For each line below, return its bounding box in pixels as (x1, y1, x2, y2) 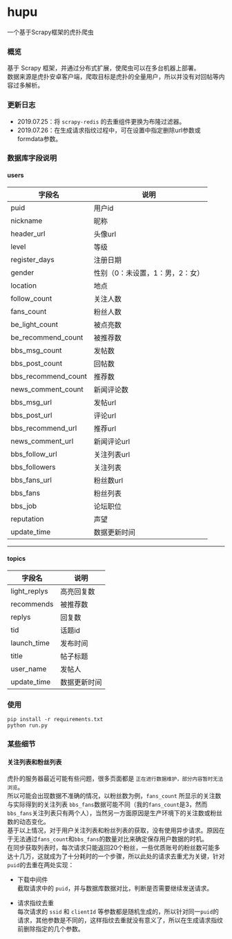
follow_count (10, 293, 52, 303)
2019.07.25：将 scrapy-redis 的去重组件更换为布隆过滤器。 (17, 117, 186, 125)
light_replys (10, 586, 48, 595)
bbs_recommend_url (10, 423, 77, 433)
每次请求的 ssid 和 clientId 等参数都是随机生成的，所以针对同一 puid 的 (17, 907, 220, 916)
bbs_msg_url (10, 397, 52, 407)
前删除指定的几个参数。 (17, 924, 84, 933)
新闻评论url (93, 436, 130, 446)
